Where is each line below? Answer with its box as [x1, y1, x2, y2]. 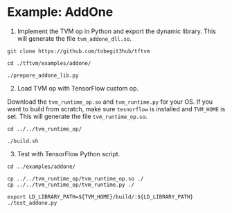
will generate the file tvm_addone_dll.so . [17, 34, 132, 42]
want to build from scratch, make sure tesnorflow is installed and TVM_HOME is [7, 104, 226, 113]
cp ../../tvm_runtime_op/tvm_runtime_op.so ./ [7, 175, 144, 182]
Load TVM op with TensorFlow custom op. [17, 84, 139, 92]
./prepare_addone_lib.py [7, 72, 79, 79]
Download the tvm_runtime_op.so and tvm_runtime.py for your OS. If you [7, 98, 213, 106]
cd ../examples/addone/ [7, 163, 76, 170]
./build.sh [7, 138, 39, 145]
